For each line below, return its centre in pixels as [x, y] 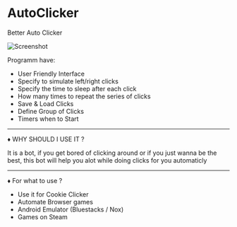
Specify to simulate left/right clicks [68, 81]
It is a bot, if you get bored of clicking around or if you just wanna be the [112, 153]
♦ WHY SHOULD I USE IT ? [46, 139]
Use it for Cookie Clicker [53, 194]
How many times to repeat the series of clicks [84, 96]
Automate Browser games [55, 202]
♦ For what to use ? [35, 180]
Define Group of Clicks [51, 111]
